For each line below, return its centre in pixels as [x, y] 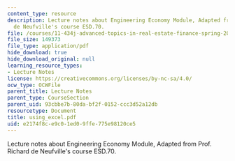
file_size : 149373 [34, 40]
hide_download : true [37, 53]
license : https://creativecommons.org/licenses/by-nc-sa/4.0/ [100, 78]
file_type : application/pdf [48, 46]
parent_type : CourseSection [48, 98]
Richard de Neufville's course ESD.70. [62, 151]
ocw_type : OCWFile [34, 85]
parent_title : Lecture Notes [50, 91]
